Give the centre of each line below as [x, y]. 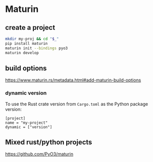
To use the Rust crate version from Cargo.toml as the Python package [77, 104]
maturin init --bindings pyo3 [37, 48]
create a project [30, 28]
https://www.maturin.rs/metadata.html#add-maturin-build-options [73, 80]
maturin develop [22, 53]
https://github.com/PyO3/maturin [39, 154]
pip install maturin [27, 43]
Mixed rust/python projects [49, 142]
